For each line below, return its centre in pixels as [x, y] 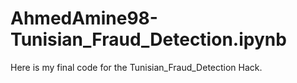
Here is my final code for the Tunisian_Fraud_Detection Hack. [136, 67]
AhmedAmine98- [84, 18]
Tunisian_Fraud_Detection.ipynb [148, 39]
